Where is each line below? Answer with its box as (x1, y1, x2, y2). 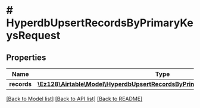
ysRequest (6, 29, 61, 42)
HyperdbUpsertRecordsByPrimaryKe (6, 16, 193, 30)
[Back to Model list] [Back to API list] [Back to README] (6, 96, 143, 102)
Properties (6, 52, 46, 62)
